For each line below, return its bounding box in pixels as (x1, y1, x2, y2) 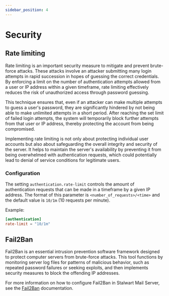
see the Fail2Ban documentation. (5, 285, 74, 291)
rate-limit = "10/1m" (5, 221, 51, 226)
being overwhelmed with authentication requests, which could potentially (5, 152, 157, 158)
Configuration (5, 169, 40, 176)
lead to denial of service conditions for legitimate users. (5, 157, 121, 163)
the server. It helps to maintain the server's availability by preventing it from (5, 146, 162, 152)
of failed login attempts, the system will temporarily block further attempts (5, 115, 159, 121)
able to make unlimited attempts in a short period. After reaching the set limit (5, 109, 164, 116)
